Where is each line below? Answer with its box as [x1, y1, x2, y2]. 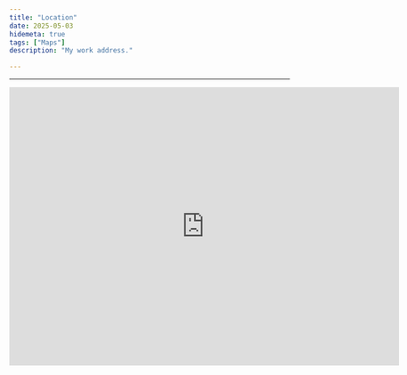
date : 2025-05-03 [9, 21, 74, 30]
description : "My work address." [9, 46, 134, 55]
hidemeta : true [9, 29, 66, 38]
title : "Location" [9, 12, 77, 22]
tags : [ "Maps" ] [9, 37, 66, 47]
